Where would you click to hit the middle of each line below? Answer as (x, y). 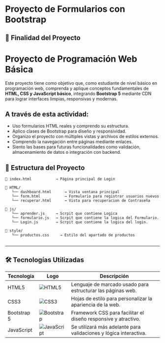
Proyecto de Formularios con (65, 9)
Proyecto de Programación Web (71, 59)
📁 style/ (14, 231)
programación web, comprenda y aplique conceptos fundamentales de (77, 88)
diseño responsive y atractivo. (106, 319)
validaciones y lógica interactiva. (109, 333)
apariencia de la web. (96, 305)
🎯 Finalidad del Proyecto (43, 38)
